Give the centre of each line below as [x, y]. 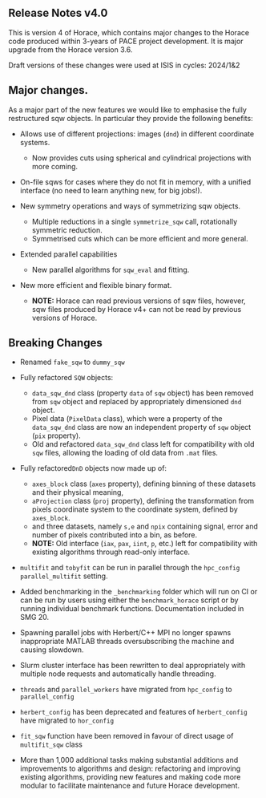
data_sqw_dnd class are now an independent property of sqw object [141, 427]
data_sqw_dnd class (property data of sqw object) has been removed [143, 393]
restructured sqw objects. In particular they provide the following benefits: [131, 118]
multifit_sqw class [51, 744]
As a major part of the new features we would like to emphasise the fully [127, 109]
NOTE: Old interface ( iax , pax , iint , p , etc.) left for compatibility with [145, 544]
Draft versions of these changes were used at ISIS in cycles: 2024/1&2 [124, 65]
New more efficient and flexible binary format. [96, 285]
